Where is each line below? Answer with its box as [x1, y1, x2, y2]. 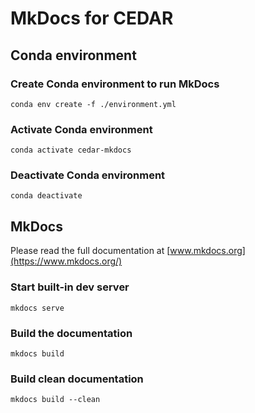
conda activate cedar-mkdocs [10, 145, 132, 156]
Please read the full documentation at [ [10, 245, 171, 257]
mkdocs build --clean [10, 395, 101, 405]
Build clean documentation [10, 372, 144, 386]
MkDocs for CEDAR [10, 7, 174, 30]
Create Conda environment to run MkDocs [10, 77, 220, 91]
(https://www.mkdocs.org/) [10, 255, 123, 267]
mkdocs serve [10, 303, 65, 313]
